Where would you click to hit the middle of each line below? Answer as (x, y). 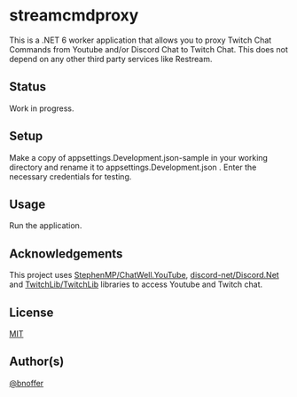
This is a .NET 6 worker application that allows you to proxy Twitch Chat (141, 40)
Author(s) (37, 362)
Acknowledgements (66, 254)
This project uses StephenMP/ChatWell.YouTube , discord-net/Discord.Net (144, 275)
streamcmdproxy (74, 16)
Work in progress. (42, 108)
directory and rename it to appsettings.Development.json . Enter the (133, 167)
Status (28, 87)
